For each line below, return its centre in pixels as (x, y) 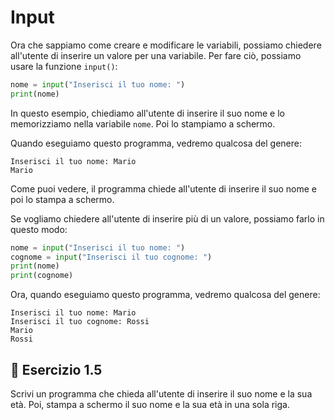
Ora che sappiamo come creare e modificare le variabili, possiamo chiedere (166, 45)
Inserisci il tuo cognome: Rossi (80, 322)
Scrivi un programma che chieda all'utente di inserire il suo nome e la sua (161, 394)
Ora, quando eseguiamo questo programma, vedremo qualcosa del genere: (165, 295)
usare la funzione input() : (64, 66)
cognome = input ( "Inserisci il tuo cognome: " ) (111, 257)
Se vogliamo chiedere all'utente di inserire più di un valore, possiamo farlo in (167, 218)
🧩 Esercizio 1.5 (56, 369)
